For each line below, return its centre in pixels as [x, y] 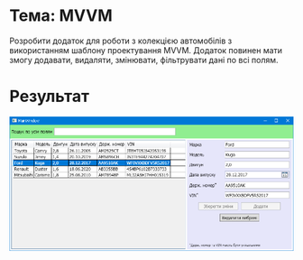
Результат [50, 97]
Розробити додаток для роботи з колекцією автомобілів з [121, 41]
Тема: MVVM [61, 16]
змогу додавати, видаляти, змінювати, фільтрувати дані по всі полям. [144, 60]
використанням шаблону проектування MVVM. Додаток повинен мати [146, 50]
